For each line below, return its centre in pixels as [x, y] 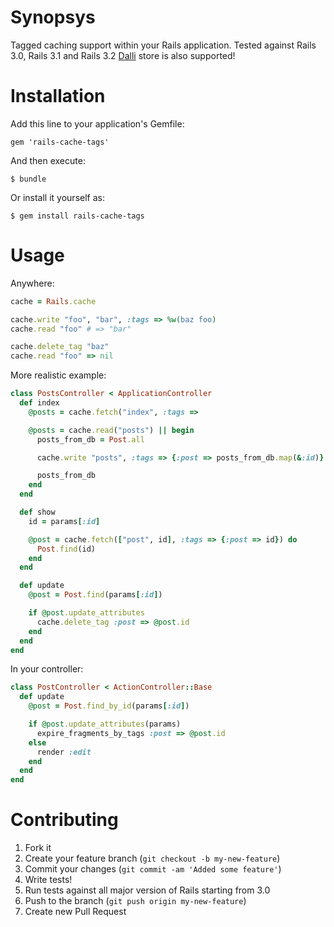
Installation [58, 96]
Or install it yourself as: [57, 197]
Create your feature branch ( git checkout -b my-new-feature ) [152, 858]
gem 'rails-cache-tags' [60, 142]
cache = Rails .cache [53, 301]
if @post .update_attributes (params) [105, 724]
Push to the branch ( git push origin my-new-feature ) [135, 901]
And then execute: [48, 160]
